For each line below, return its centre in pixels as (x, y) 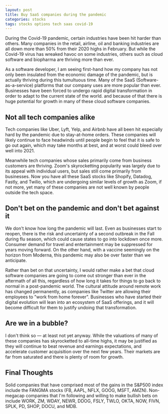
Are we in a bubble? (37, 323)
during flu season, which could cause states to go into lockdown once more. (84, 239)
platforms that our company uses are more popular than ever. (98, 86)
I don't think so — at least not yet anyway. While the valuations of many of (82, 336)
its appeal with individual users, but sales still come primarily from (73, 171)
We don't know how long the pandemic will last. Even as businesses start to (83, 228)
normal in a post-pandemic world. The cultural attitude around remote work (83, 286)
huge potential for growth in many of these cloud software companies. (78, 102)
